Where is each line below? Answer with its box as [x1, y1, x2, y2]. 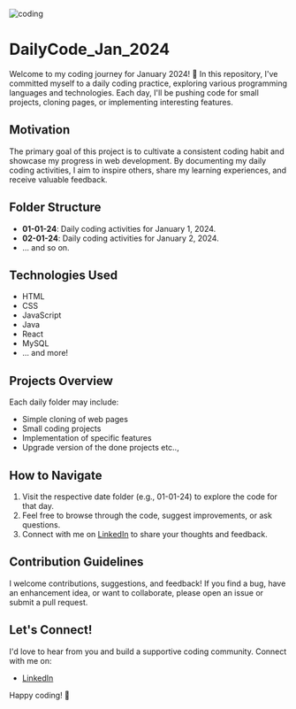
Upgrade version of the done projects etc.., [21, 443, 179, 453]
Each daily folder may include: [9, 397, 119, 407]
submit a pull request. [9, 597, 88, 607]
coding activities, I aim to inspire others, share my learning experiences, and [9, 165, 287, 175]
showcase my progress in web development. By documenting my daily [9, 155, 267, 166]
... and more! [21, 348, 69, 358]
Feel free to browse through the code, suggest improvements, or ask [21, 510, 272, 520]
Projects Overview [9, 373, 113, 389]
